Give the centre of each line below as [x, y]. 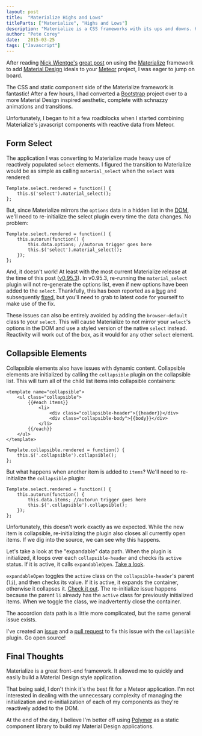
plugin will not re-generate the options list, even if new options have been [97, 284]
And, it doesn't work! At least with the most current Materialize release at [96, 271]
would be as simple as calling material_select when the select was [90, 171]
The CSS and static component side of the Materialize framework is [90, 87]
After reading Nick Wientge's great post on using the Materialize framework [100, 62]
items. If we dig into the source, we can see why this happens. [84, 539]
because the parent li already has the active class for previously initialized [100, 595]
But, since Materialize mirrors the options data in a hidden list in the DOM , [98, 210]
